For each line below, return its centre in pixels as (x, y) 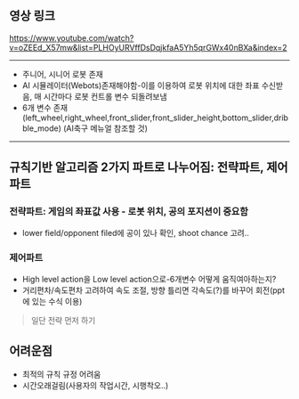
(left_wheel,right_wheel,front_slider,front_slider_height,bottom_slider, (148, 118)
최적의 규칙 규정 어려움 (61, 374)
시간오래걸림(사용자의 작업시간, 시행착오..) (95, 385)
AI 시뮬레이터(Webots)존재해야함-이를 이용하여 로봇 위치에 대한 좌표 (141, 85)
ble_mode (40, 128)
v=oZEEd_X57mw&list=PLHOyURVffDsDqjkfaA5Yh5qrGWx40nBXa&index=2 (148, 47)
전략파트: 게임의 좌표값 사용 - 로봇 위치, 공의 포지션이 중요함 (129, 212)
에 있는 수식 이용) (52, 301)
